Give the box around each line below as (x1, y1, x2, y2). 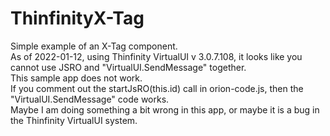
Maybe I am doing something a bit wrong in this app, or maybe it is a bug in (10, 103, 320, 116)
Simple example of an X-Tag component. (10, 40, 178, 52)
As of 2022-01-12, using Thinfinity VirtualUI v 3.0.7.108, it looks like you (10, 50, 303, 62)
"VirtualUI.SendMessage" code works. (10, 93, 170, 105)
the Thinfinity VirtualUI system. (10, 114, 138, 126)
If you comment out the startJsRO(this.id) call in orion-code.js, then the (10, 82, 304, 94)
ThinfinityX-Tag (10, 7, 145, 30)
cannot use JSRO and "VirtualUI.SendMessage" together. (10, 61, 247, 73)
